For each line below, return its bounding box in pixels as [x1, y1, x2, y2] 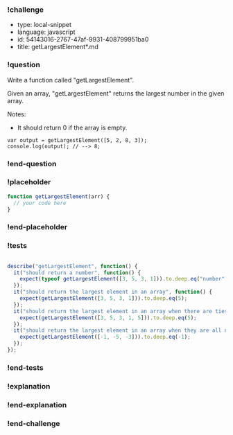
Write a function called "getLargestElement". [7, 76, 135, 84]
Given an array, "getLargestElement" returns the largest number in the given [7, 89, 225, 98]
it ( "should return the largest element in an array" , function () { [13, 289, 213, 296]
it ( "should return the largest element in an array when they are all [13, 327, 222, 334]
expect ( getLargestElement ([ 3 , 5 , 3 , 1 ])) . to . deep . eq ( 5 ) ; [19, 295, 188, 302]
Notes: [7, 109, 26, 118]
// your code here [13, 199, 67, 206]
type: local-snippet [17, 21, 71, 29]
